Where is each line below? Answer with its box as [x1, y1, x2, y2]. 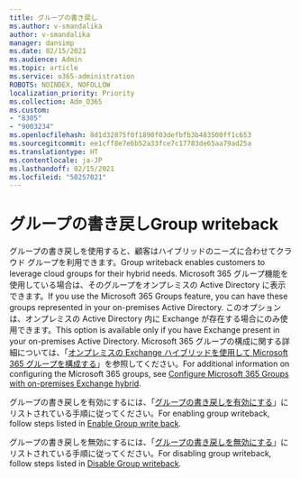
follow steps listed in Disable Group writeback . [9, 458, 182, 469]
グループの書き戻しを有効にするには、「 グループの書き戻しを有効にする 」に [9, 397, 289, 408]
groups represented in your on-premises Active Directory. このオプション [9, 302, 282, 313]
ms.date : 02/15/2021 [9, 47, 87, 56]
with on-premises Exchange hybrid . [9, 378, 141, 389]
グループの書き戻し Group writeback [9, 214, 279, 234]
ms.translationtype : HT [9, 147, 99, 156]
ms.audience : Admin [9, 55, 83, 64]
